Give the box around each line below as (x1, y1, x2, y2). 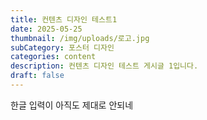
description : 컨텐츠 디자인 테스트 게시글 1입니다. (10, 61, 199, 71)
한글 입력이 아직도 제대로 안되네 (10, 99, 134, 111)
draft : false (10, 71, 65, 81)
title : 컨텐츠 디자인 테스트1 (10, 14, 118, 25)
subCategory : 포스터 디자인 (10, 42, 115, 53)
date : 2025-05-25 (10, 24, 83, 34)
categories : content (10, 52, 97, 62)
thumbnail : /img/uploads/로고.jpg (10, 33, 150, 43)
